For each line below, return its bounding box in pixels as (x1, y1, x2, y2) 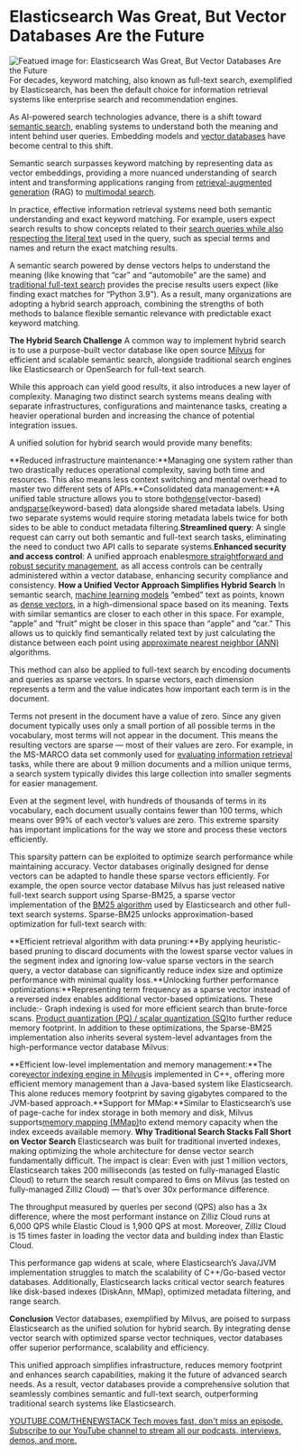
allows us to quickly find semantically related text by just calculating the (9, 627, 276, 638)
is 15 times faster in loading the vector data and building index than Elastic (9, 1230, 284, 1241)
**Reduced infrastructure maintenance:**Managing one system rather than (9, 455, 294, 465)
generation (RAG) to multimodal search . (9, 186, 156, 197)
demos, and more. (9, 1434, 78, 1445)
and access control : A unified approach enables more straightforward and (9, 550, 284, 561)
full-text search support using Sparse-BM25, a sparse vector (9, 889, 236, 900)
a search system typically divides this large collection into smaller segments (9, 768, 291, 779)
